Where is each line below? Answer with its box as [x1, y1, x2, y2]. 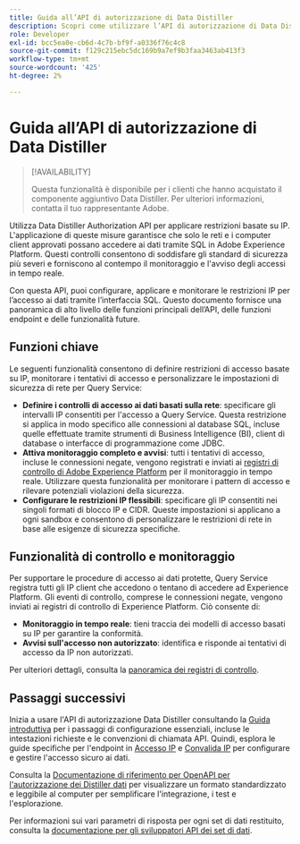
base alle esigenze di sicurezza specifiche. [21, 523, 180, 533]
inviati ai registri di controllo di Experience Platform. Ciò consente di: [9, 601, 261, 612]
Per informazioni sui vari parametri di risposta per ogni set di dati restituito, [9, 815, 285, 826]
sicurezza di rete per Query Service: [9, 382, 143, 393]
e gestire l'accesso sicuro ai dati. [9, 753, 131, 763]
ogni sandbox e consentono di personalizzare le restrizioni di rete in [21, 514, 272, 524]
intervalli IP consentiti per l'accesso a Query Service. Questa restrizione [21, 409, 287, 420]
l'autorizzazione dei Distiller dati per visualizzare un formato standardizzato [9, 780, 287, 790]
